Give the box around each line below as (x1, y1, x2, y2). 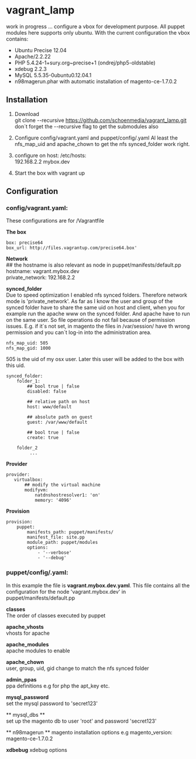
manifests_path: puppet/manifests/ (27, 529, 114, 535)
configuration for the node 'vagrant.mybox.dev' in (6, 588, 126, 595)
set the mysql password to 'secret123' (6, 700, 98, 707)
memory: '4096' (35, 498, 72, 503)
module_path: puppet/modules (27, 540, 98, 546)
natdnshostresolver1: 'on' (35, 492, 101, 498)
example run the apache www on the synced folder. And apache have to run (6, 310, 190, 317)
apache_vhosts (6, 623, 44, 630)
